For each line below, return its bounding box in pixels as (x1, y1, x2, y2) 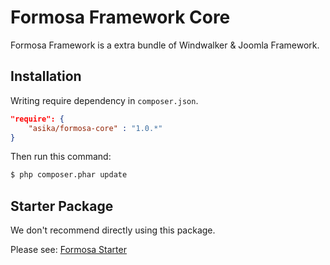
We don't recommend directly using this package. (10, 224, 216, 236)
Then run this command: (10, 151, 112, 163)
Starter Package (10, 197, 114, 215)
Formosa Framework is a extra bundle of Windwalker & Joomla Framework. (10, 39, 320, 51)
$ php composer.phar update (10, 170, 128, 180)
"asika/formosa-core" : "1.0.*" (28, 123, 163, 133)
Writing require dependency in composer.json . (10, 94, 199, 106)
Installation (10, 68, 82, 85)
